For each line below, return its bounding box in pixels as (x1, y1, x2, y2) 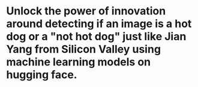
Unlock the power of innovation (6, 4, 166, 18)
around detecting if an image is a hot (6, 17, 192, 31)
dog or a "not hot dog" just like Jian (6, 30, 187, 43)
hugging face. (6, 68, 77, 82)
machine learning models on (6, 55, 151, 69)
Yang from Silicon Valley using (6, 43, 161, 56)
